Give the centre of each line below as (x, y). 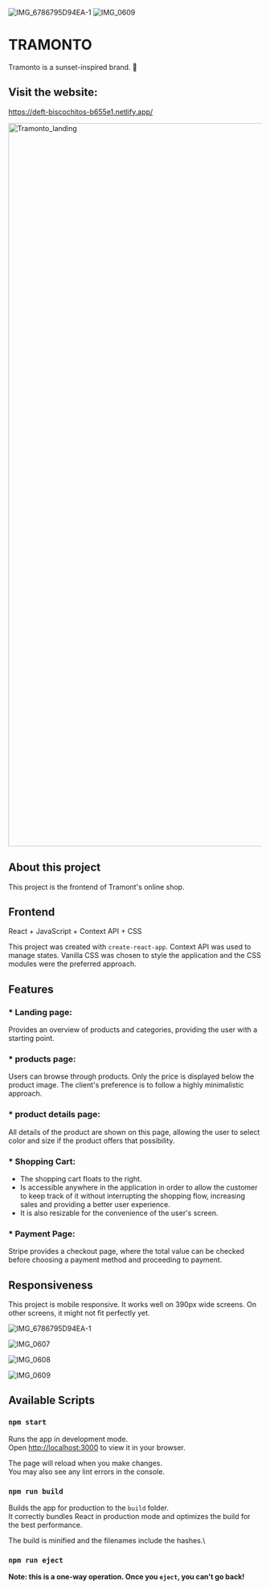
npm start (27, 1422)
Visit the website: (53, 92)
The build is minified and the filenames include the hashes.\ (107, 1541)
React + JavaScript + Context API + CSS (75, 932)
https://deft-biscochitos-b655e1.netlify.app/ (81, 112)
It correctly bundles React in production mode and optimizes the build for (129, 1517)
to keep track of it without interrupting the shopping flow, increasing (133, 1196)
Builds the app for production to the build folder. (89, 1508)
